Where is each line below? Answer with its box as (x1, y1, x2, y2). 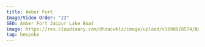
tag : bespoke (6, 32, 40, 38)
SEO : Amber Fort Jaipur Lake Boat (6, 20, 95, 26)
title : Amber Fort (6, 9, 53, 15)
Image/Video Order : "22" (6, 15, 70, 21)
